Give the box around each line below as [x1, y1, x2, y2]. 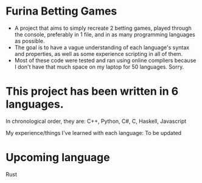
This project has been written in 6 [5, 85, 179, 98]
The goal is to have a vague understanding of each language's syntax [14, 44, 190, 51]
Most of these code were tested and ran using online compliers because [14, 57, 197, 64]
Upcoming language [5, 151, 110, 165]
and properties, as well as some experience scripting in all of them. [14, 50, 183, 57]
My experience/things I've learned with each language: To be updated [5, 129, 182, 136]
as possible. [14, 37, 45, 44]
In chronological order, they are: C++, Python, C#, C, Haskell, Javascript [5, 117, 187, 125]
